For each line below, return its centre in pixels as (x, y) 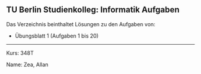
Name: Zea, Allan (28, 64)
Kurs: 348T (20, 53)
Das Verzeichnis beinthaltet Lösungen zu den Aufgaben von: (81, 24)
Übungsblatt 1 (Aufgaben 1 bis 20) (57, 36)
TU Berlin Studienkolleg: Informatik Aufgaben (93, 10)
